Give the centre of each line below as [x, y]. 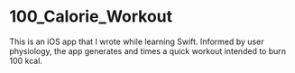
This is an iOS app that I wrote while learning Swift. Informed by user [137, 41]
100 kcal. [26, 60]
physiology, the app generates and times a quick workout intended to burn [148, 50]
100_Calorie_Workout [91, 17]
